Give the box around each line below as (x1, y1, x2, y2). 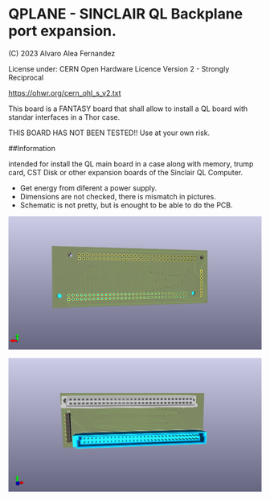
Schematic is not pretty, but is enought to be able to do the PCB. (19, 200, 233, 210)
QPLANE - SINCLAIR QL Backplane (8, 5, 243, 23)
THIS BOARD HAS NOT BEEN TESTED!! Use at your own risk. (8, 128, 211, 137)
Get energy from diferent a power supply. (19, 182, 157, 193)
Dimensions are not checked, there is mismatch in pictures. (19, 191, 217, 201)
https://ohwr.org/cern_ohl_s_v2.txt (8, 88, 122, 97)
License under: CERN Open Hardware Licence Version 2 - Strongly (8, 64, 230, 73)
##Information (8, 143, 56, 153)
